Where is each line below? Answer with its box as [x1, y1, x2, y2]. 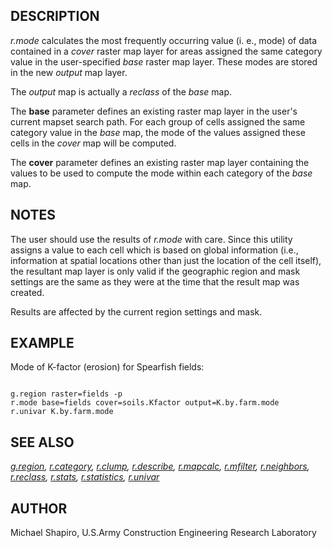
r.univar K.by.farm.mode [10, 407, 114, 417]
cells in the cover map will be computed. [10, 137, 177, 149]
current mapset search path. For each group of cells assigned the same [10, 115, 306, 128]
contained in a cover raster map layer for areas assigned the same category [10, 45, 323, 57]
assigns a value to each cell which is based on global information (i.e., [10, 244, 299, 256]
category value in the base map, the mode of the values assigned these [10, 126, 306, 138]
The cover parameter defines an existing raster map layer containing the [10, 156, 310, 168]
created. [10, 286, 45, 298]
